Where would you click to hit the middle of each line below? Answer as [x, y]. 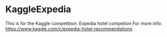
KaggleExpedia [38, 9]
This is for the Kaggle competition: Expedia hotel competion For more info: [84, 23]
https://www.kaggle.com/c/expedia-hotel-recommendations [69, 28]
